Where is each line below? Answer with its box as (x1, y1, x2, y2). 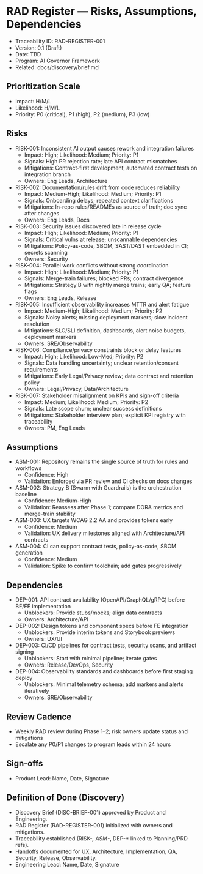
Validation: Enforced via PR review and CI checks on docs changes (24, 477, 193, 485)
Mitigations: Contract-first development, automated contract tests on (24, 164, 198, 171)
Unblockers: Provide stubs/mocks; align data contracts (24, 609, 163, 616)
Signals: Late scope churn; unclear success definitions (24, 405, 162, 412)
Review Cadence (6, 711, 72, 722)
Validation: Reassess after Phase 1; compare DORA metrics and (24, 504, 183, 511)
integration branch (24, 170, 71, 178)
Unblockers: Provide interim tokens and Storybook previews (24, 629, 176, 636)
